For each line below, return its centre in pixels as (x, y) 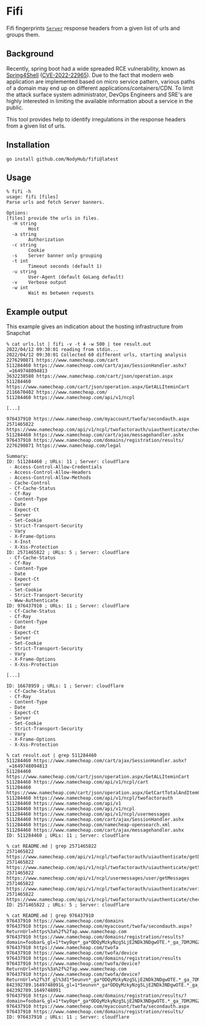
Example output (37, 312)
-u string (24, 272)
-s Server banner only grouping (57, 256)
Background (30, 54)
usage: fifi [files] (33, 197)
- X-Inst (20, 542)
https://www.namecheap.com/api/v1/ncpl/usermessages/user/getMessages (98, 878)
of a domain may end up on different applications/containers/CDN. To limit (100, 88)
